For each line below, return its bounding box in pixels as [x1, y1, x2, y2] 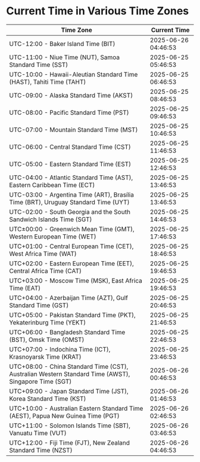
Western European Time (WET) [9, 232, 96, 240]
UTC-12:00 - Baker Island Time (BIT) [9, 39, 115, 48]
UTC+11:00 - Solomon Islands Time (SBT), [9, 421, 131, 430]
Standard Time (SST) [9, 60, 68, 69]
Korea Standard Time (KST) [9, 394, 86, 403]
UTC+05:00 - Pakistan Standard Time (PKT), [9, 311, 136, 319]
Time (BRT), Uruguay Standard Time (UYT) [9, 198, 130, 206]
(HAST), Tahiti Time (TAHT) [9, 78, 86, 86]
